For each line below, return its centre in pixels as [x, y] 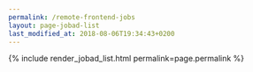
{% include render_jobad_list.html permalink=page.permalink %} [126, 59]
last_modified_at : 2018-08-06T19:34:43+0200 [92, 33]
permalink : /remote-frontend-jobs [72, 17]
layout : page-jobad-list [54, 25]
